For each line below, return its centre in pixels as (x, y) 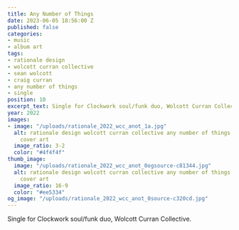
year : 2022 (23, 113)
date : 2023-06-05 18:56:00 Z (51, 21)
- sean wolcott (30, 73)
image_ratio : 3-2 (39, 146)
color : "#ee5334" (39, 192)
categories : (25, 34)
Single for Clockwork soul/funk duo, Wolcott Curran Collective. (100, 219)
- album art (25, 47)
